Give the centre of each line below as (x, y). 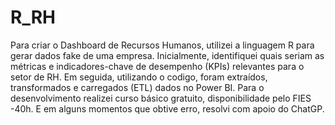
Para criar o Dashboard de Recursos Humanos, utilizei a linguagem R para (162, 45)
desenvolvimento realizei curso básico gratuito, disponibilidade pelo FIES (161, 98)
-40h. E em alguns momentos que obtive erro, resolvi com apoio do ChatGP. (167, 108)
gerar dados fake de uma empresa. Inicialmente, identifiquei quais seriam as (167, 55)
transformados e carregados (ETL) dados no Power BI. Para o (137, 87)
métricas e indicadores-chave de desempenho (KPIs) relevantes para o (157, 66)
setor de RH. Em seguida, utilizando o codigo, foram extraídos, (139, 77)
